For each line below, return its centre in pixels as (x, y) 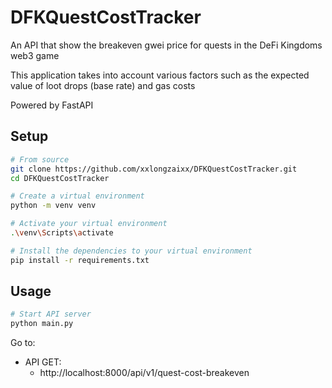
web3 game (35, 55)
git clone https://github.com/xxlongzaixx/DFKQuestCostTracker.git (154, 169)
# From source (40, 159)
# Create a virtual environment (77, 196)
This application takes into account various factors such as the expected (160, 75)
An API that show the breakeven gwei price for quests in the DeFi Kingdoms (166, 45)
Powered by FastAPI (52, 105)
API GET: (43, 362)
